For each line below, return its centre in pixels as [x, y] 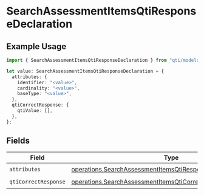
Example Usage [36, 46]
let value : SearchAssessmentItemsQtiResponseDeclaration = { [85, 71]
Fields [18, 141]
